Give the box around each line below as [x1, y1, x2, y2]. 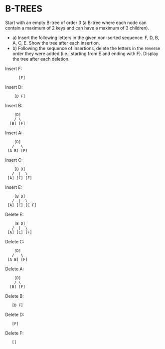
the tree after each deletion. [12, 56, 70, 62]
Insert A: [5, 130, 23, 136]
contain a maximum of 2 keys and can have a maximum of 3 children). [5, 25, 150, 31]
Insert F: [5, 66, 22, 72]
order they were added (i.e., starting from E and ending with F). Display [12, 51, 159, 57]
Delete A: [5, 266, 24, 272]
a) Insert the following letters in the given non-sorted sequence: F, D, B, [12, 35, 160, 41]
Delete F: [5, 330, 24, 336]
